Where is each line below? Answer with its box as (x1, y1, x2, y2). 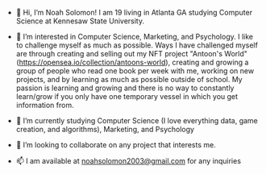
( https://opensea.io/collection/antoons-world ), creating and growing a (15, 57, 249, 67)
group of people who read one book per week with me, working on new (15, 66, 255, 76)
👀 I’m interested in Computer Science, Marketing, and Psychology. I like (15, 32, 254, 41)
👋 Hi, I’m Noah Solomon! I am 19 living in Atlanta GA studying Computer (15, 8, 252, 17)
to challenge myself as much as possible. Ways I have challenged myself (15, 40, 258, 50)
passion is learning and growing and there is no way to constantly (15, 83, 235, 93)
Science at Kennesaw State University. (15, 16, 145, 26)
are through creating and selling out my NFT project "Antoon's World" (15, 49, 248, 58)
